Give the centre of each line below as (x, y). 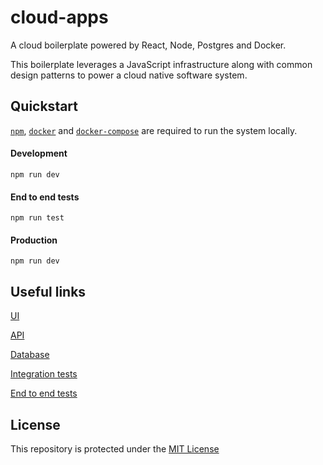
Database (30, 355)
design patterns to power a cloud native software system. (129, 75)
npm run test (37, 218)
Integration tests (44, 374)
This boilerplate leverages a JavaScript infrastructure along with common (161, 64)
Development (39, 153)
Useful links (48, 291)
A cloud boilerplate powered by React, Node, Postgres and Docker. (148, 45)
